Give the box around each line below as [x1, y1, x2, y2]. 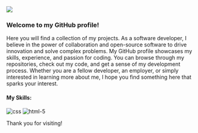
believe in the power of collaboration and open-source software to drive [6, 41, 187, 48]
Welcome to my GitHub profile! [6, 21, 99, 29]
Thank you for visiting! [6, 119, 63, 127]
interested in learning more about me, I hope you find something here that [6, 73, 192, 81]
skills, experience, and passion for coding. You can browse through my [6, 54, 185, 62]
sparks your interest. [6, 80, 58, 87]
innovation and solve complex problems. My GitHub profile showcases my [6, 48, 193, 55]
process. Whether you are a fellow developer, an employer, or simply [6, 67, 179, 74]
